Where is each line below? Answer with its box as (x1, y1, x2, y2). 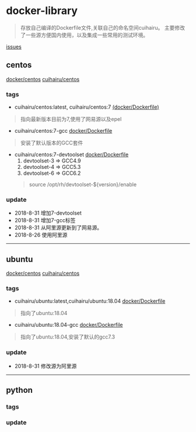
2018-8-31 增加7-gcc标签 (14, 217, 76, 224)
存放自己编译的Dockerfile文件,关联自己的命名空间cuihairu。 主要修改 (20, 24, 185, 31)
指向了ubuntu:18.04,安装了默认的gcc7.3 (20, 333, 116, 340)
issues (6, 43, 22, 50)
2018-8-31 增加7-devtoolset (14, 209, 82, 217)
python (6, 385, 33, 395)
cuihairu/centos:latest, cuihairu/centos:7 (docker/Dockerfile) (14, 103, 159, 110)
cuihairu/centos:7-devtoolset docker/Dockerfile (14, 151, 129, 158)
